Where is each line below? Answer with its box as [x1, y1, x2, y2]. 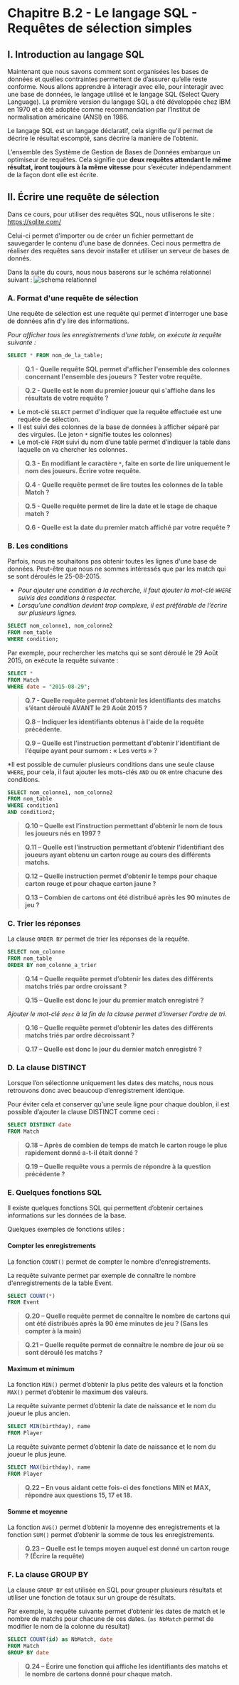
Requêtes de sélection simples [7, 20, 193, 36]
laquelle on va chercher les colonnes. [17, 445, 128, 453]
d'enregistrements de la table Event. [7, 1279, 114, 1287]
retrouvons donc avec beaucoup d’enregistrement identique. [7, 1087, 185, 1095]
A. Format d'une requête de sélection [7, 293, 139, 303]
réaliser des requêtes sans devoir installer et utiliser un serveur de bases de [7, 246, 230, 255]
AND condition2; [7, 809, 55, 816]
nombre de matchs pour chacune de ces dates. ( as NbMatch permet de [7, 1615, 214, 1623]
